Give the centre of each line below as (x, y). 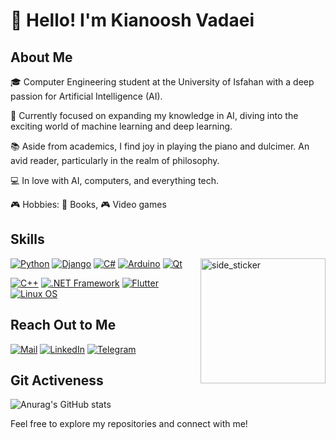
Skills (27, 239)
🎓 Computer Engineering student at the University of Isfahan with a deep (162, 82)
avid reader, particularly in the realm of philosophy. (115, 160)
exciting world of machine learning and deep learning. (121, 126)
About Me (41, 57)
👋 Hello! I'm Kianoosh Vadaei (132, 20)
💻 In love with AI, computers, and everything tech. (115, 180)
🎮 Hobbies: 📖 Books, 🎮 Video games (88, 204)
